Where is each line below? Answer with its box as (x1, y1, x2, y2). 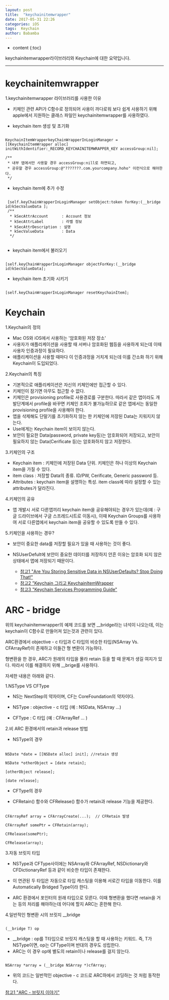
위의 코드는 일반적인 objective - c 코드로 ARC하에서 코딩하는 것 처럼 (12, 972, 147, 978)
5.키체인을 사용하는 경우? (5, 530, 54, 536)
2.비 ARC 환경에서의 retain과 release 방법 (5, 725, 88, 731)
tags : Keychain (5, 26, 39, 31)
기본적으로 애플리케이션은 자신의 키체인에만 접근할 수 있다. (12, 382, 127, 388)
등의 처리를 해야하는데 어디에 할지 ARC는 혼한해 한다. (18, 901, 122, 907)
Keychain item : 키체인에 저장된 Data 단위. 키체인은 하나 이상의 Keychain (12, 460, 157, 466)
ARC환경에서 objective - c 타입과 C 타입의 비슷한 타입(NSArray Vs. (5, 639, 139, 645)
